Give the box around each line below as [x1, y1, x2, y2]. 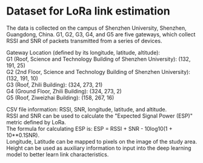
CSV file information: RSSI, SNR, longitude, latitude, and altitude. [6, 105, 167, 113]
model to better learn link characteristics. [6, 150, 109, 158]
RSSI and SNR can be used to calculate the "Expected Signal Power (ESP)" [6, 112, 193, 119]
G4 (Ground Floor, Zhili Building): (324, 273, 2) [6, 87, 122, 95]
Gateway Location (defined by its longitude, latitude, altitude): [6, 48, 161, 56]
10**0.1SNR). [6, 131, 40, 139]
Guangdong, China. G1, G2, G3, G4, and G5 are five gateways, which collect [6, 30, 196, 38]
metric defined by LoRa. [6, 118, 67, 125]
